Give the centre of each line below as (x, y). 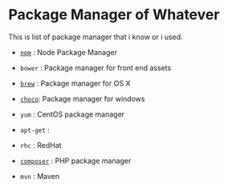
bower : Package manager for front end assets (96, 68)
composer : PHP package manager (75, 161)
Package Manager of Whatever (114, 15)
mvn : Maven (40, 176)
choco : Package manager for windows (82, 98)
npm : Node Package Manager (69, 52)
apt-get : (35, 129)
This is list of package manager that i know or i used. (96, 37)
